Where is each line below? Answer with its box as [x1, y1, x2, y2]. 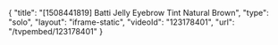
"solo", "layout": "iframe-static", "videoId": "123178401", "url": [8, 17, 235, 27]
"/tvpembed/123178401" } [8, 26, 104, 36]
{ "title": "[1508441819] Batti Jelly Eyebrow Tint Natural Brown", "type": [8, 8, 269, 18]
